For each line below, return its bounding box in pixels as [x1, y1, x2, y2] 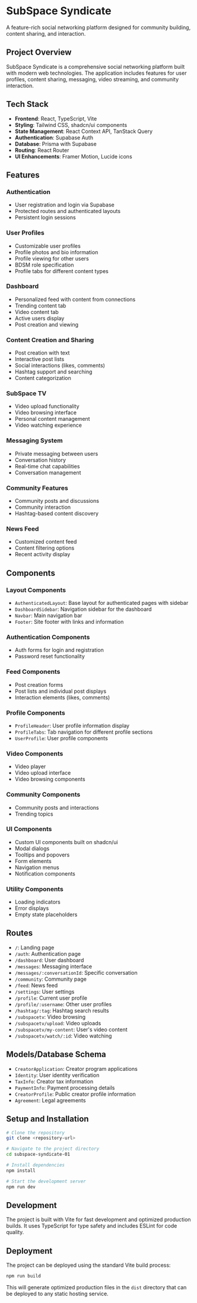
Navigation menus [14, 864, 59, 871]
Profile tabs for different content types [14, 267, 109, 274]
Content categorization [14, 375, 71, 382]
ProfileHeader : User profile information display [14, 722, 129, 729]
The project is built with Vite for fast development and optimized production [6, 1216, 191, 1223]
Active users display [14, 315, 65, 322]
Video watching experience [14, 421, 82, 429]
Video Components [6, 749, 63, 757]
